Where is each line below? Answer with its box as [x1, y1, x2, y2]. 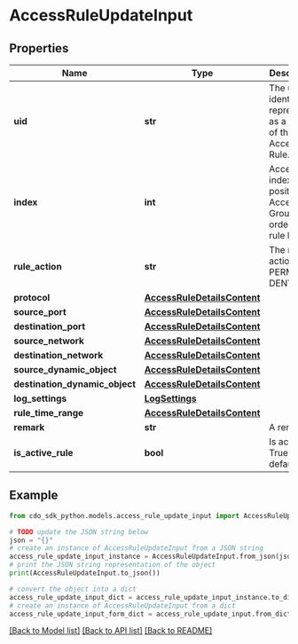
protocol [13, 292, 51, 303]
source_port [13, 306, 67, 318]
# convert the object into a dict [9, 585, 137, 593]
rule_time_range [13, 407, 84, 419]
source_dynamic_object [13, 364, 117, 375]
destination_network [13, 349, 104, 361]
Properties [9, 41, 69, 56]
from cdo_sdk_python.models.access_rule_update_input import [9, 511, 240, 520]
